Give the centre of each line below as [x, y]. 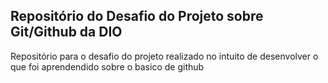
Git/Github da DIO [66, 32]
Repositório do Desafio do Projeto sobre [137, 16]
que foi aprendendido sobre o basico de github [107, 66]
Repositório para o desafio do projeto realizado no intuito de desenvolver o [164, 56]
